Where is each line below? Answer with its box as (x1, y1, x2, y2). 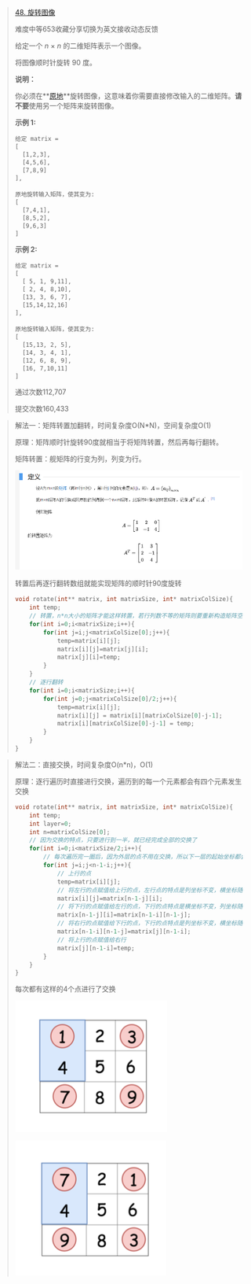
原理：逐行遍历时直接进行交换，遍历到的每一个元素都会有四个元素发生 (14, 777, 242, 786)
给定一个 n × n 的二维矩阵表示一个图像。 (14, 41, 146, 50)
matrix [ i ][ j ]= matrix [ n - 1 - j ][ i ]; (56, 895, 163, 902)
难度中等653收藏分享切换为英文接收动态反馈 (14, 24, 158, 34)
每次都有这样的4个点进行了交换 (14, 984, 116, 994)
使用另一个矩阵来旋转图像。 (28, 101, 118, 110)
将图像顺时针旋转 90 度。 (14, 58, 97, 67)
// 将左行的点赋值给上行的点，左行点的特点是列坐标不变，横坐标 (56, 886, 238, 894)
